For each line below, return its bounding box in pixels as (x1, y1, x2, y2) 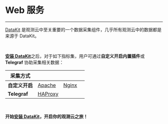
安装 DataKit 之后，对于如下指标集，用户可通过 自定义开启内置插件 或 (5, 53, 145, 59)
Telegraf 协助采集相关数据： (5, 59, 64, 65)
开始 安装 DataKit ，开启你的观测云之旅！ (5, 113, 88, 120)
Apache (37, 82, 56, 89)
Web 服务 (5, 4, 44, 16)
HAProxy (37, 90, 58, 97)
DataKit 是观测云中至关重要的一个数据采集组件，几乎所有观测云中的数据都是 (5, 26, 162, 32)
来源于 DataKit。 (5, 33, 39, 39)
